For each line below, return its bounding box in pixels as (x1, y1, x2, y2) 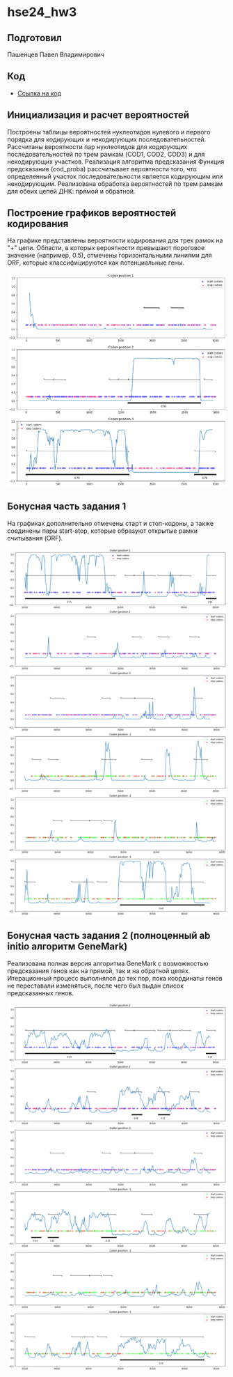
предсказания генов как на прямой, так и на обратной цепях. (7, 966, 191, 975)
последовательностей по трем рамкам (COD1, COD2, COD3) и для (7, 150, 205, 158)
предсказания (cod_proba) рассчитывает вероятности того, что (7, 164, 197, 173)
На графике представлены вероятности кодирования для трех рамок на (7, 236, 223, 244)
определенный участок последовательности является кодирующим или (7, 172, 223, 180)
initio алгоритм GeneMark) (7, 941, 128, 953)
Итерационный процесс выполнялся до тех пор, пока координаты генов (7, 974, 223, 982)
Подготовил (7, 32, 63, 44)
